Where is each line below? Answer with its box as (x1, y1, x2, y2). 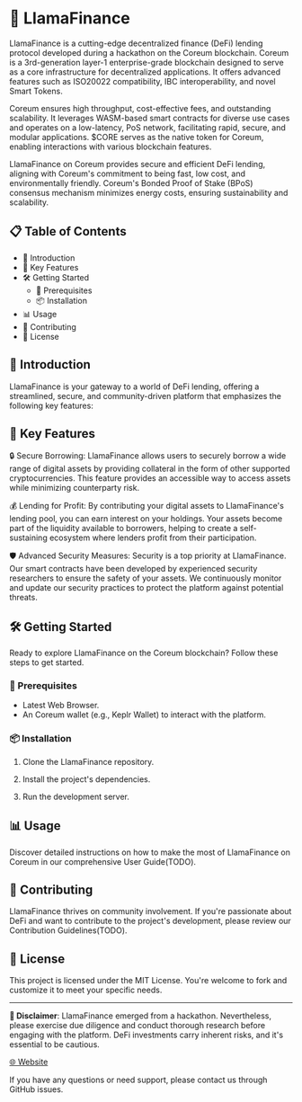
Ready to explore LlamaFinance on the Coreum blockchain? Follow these (9, 647, 279, 659)
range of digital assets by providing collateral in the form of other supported (9, 463, 290, 475)
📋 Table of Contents (9, 224, 128, 239)
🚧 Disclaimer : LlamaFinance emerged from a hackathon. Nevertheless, (9, 1010, 272, 1021)
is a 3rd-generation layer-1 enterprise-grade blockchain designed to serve (9, 57, 285, 67)
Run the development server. (22, 791, 130, 802)
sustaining (9, 532, 48, 543)
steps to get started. (9, 657, 84, 668)
